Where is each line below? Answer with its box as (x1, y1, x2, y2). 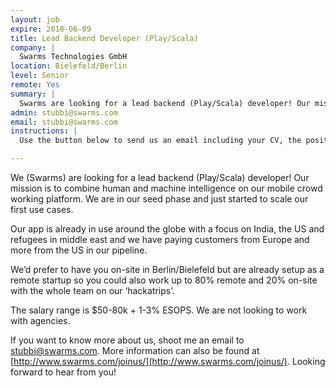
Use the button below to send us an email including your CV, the (19, 136, 302, 146)
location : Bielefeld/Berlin (10, 61, 128, 71)
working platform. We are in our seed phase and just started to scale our (10, 193, 309, 205)
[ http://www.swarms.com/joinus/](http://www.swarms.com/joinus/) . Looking (10, 356, 326, 367)
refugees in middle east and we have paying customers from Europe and (10, 234, 310, 245)
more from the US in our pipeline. (10, 244, 148, 256)
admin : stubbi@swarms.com (10, 107, 118, 118)
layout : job (10, 14, 60, 25)
